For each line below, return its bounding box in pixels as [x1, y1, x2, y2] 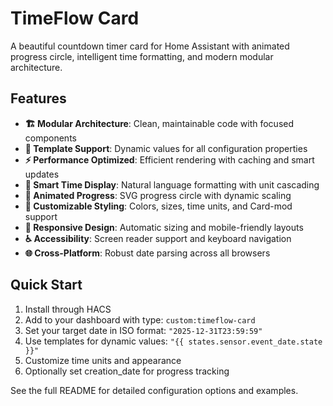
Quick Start [10, 277, 83, 294]
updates [24, 168, 60, 180]
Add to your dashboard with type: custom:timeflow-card [24, 313, 256, 326]
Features [10, 90, 67, 107]
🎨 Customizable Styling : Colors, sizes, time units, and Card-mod [24, 200, 293, 212]
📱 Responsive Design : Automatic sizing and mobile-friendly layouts [24, 221, 304, 233]
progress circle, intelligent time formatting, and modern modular [10, 50, 274, 62]
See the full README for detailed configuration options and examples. [10, 384, 299, 396]
